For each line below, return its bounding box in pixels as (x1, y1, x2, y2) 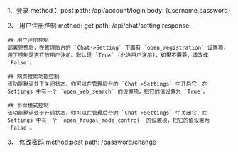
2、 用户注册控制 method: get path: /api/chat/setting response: (7, 21, 192, 30)
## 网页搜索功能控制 (7, 73, 60, 80)
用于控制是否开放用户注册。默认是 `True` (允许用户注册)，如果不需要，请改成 (7, 52, 209, 59)
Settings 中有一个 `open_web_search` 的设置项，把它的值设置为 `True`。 (7, 88, 209, 95)
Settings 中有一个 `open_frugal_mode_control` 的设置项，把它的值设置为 (7, 117, 210, 124)
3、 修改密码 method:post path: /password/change (7, 137, 156, 146)
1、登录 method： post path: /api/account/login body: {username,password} (7, 6, 231, 14)
